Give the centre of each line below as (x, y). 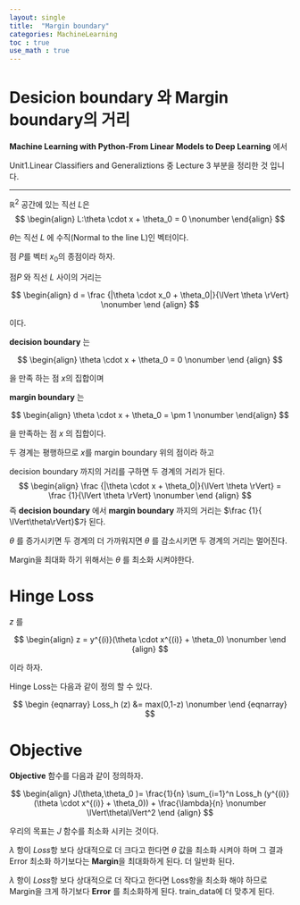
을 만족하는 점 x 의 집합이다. (58, 433)
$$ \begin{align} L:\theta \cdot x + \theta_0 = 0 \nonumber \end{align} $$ (150, 219)
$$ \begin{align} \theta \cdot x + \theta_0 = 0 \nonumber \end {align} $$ (150, 359)
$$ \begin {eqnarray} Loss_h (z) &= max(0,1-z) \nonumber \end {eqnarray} (150, 704)
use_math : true (39, 51)
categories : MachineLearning (63, 34)
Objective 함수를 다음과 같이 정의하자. (76, 776)
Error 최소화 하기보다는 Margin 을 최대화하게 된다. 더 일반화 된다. (122, 861)
